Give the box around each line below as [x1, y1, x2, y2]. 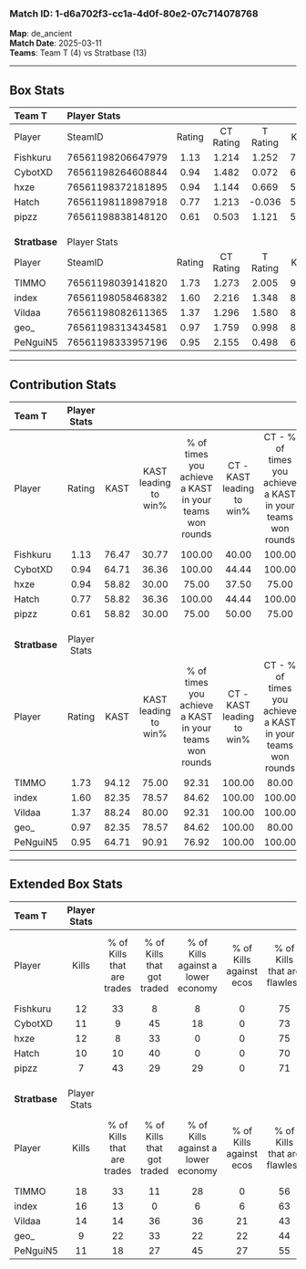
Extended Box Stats [9, 876, 123, 892]
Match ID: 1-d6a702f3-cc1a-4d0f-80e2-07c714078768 [9, 7, 259, 20]
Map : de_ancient [9, 28, 73, 39]
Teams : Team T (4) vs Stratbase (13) [9, 47, 148, 58]
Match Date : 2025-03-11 [9, 37, 102, 48]
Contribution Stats [9, 377, 117, 393]
